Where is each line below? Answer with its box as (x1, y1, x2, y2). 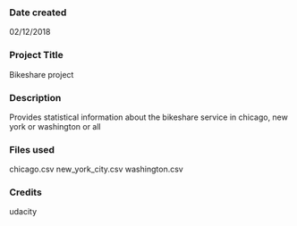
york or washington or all (9, 121, 101, 131)
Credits (9, 186, 42, 198)
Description (9, 91, 62, 104)
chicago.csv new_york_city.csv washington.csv (9, 163, 183, 175)
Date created (9, 6, 67, 19)
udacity (9, 206, 38, 217)
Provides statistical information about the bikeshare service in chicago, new (9, 112, 288, 122)
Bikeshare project (9, 69, 74, 80)
